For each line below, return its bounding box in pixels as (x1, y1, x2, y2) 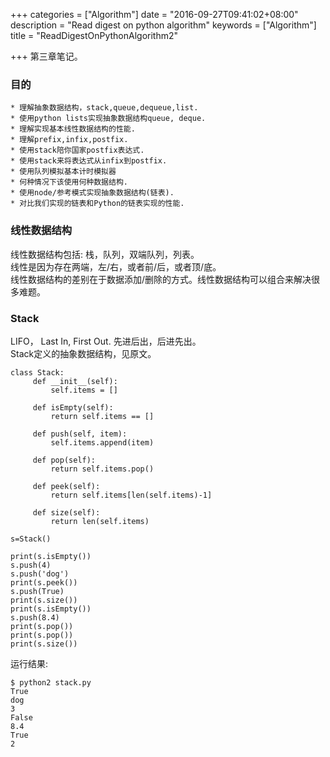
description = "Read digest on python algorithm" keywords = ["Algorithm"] (10, 19, 317, 31)
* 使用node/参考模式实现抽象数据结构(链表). (10, 188, 175, 198)
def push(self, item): (32, 429, 128, 439)
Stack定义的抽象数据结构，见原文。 (10, 347, 157, 359)
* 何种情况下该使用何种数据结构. (10, 177, 128, 188)
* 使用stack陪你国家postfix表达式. (10, 145, 145, 156)
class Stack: (10, 367, 65, 378)
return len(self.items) (50, 516, 150, 526)
